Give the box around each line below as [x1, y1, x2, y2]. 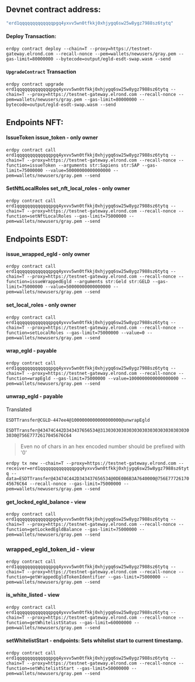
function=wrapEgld [6, 376, 51, 381]
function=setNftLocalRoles [6, 213, 72, 219]
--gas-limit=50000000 [76, 666, 130, 671]
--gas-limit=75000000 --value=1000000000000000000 [53, 376, 179, 381]
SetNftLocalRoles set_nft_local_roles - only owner [6, 185, 130, 192]
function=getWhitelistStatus [6, 619, 77, 625]
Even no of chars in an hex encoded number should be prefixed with [20, 443, 186, 450]
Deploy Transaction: [6, 33, 57, 40]
